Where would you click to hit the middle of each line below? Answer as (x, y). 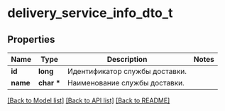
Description (127, 59)
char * (49, 83)
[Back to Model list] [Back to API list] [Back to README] (89, 100)
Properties (31, 39)
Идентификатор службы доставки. (127, 71)
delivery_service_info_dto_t (90, 13)
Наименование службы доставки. (126, 83)
